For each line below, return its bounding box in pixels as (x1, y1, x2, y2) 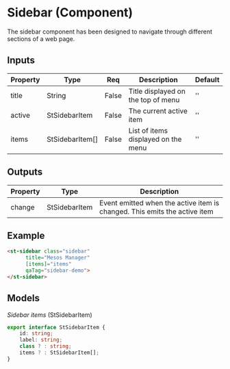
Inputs (7, 55, 36, 66)
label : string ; (19, 337, 63, 344)
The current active (128, 106, 188, 116)
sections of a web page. (7, 34, 75, 42)
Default (194, 75, 220, 84)
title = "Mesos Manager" (25, 255, 90, 262)
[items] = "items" (25, 261, 72, 268)
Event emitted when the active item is (99, 198, 220, 207)
